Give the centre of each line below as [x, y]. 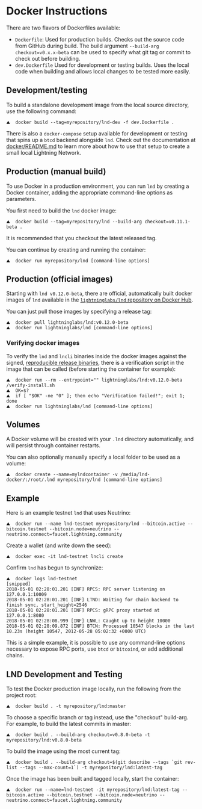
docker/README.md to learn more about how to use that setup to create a [98, 146]
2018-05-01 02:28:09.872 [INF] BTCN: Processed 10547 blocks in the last [101, 626]
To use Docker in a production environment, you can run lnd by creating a [98, 186]
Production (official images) [60, 279]
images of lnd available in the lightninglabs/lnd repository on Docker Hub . [100, 300]
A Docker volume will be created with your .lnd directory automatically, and [100, 439]
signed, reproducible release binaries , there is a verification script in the [95, 362]
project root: [22, 695]
